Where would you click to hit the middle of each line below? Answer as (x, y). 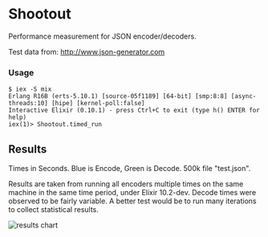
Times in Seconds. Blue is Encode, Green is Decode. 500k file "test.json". (130, 169)
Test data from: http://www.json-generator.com (87, 51)
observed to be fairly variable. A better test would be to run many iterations (132, 201)
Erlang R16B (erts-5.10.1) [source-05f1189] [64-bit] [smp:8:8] (118, 96)
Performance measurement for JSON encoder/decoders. (102, 36)
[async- (244, 96)
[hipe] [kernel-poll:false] (98, 104)
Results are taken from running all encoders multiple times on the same (126, 184)
